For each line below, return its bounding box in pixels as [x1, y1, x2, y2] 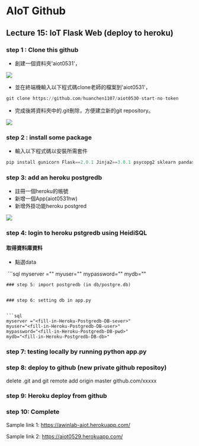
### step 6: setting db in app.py [6, 298, 92, 303]
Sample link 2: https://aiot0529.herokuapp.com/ [6, 432, 123, 440]
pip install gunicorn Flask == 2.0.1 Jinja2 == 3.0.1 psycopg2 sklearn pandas [6, 159, 195, 166]
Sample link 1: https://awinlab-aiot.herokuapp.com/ [6, 421, 131, 428]
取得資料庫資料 [6, 244, 43, 251]
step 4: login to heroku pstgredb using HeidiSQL [6, 229, 147, 237]
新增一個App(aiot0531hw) [14, 195, 78, 203]
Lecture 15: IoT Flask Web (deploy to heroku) [6, 28, 174, 38]
